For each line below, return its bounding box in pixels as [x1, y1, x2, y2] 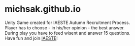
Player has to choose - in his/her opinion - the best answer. [4, 24, 125, 30]
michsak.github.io [4, 3, 81, 15]
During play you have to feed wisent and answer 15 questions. [4, 30, 131, 36]
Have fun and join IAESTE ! [4, 35, 58, 41]
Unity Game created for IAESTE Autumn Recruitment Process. [4, 20, 130, 25]
